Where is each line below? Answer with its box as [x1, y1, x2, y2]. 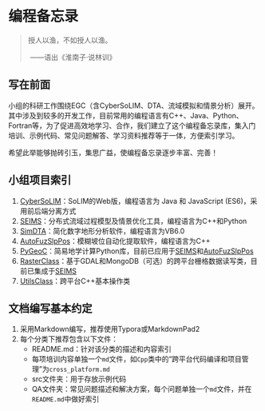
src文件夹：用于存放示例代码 [31, 374, 127, 384]
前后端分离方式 [26, 205, 77, 216]
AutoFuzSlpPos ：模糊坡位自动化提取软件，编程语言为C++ [19, 236, 211, 245]
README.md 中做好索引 [31, 394, 100, 404]
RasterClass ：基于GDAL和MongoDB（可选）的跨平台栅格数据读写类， [19, 256, 251, 265]
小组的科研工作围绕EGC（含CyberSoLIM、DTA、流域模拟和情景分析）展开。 [8, 101, 259, 110]
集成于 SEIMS [34, 265, 77, 276]
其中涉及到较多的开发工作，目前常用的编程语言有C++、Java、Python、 [8, 110, 243, 120]
